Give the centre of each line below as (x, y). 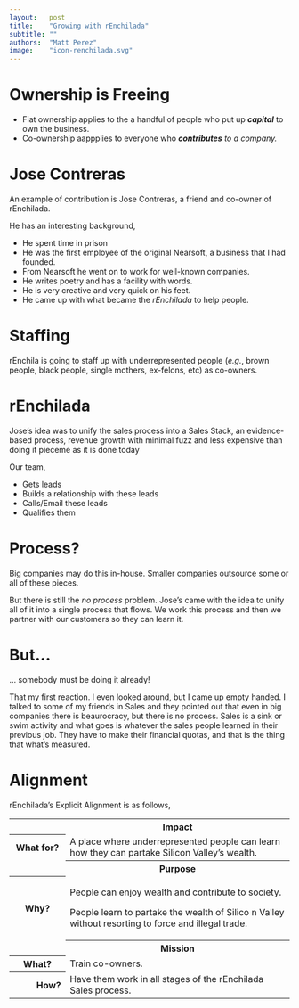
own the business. (56, 129)
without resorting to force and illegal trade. (158, 923)
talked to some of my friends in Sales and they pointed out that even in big (145, 706)
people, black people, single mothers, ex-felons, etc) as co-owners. (133, 370)
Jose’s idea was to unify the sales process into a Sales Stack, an (127, 430)
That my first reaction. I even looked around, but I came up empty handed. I (148, 697)
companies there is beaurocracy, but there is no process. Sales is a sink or (146, 716)
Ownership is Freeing (90, 95)
